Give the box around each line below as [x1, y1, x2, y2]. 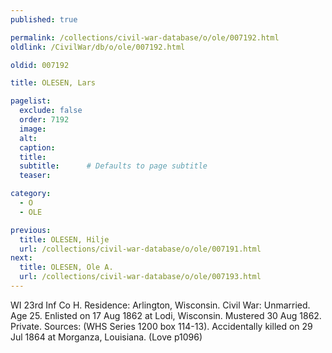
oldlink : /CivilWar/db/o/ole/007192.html [10, 42, 186, 52]
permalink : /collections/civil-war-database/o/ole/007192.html [10, 32, 280, 43]
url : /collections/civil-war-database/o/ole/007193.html [19, 272, 262, 282]
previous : [10, 225, 52, 235]
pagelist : [10, 96, 52, 106]
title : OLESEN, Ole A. [19, 262, 114, 273]
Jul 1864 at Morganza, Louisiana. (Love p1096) [10, 331, 203, 343]
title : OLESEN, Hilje [19, 234, 110, 245]
